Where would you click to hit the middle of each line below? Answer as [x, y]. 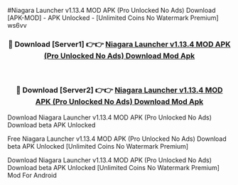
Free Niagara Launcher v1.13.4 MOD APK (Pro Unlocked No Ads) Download [117, 139]
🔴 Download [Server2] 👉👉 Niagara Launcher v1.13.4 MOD [119, 90]
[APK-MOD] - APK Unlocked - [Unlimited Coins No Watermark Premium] [113, 18]
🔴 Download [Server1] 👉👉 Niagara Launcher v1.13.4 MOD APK [119, 44]
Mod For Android [32, 175]
